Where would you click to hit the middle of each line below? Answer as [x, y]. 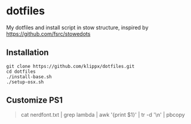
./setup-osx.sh [25, 82]
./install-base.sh [29, 77]
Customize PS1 [35, 100]
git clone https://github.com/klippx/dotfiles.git [70, 66]
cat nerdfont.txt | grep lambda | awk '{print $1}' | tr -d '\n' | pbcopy [103, 114]
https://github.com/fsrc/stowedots [48, 33]
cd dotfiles [21, 72]
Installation [27, 53]
